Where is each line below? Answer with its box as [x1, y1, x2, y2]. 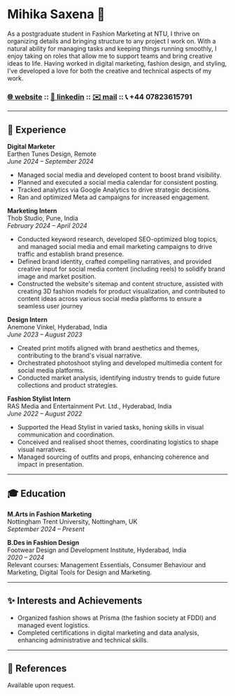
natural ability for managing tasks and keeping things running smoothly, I [7, 44, 217, 52]
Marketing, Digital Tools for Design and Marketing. [7, 568, 152, 576]
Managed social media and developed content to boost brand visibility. [17, 171, 222, 179]
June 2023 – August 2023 [7, 330, 83, 339]
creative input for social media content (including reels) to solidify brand [17, 265, 225, 274]
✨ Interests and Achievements [7, 595, 143, 607]
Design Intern [7, 315, 48, 324]
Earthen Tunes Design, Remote [7, 150, 97, 158]
